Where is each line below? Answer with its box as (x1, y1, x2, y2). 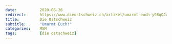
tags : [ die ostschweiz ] (5, 31, 77, 36)
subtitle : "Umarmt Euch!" (5, 21, 72, 27)
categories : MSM (5, 26, 47, 31)
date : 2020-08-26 (5, 7, 63, 13)
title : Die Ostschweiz (5, 17, 72, 22)
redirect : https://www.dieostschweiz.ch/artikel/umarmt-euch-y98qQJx (5, 12, 168, 17)
